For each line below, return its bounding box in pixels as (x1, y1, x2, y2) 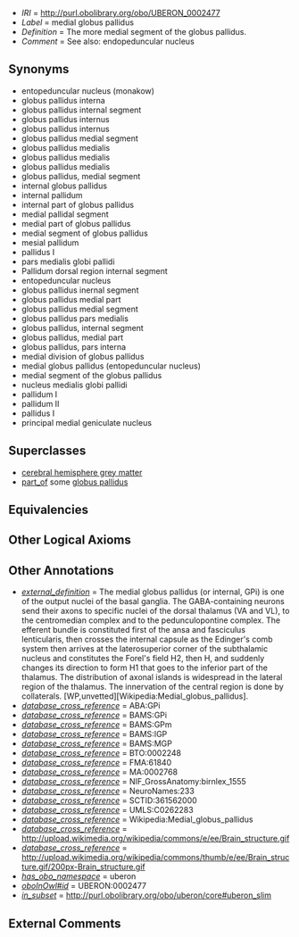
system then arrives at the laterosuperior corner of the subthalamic (21, 643, 269, 654)
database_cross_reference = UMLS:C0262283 (21, 805, 194, 816)
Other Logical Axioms (8, 533, 131, 548)
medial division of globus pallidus (21, 351, 145, 361)
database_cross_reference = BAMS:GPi (21, 709, 167, 721)
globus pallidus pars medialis (21, 312, 129, 324)
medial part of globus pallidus (21, 218, 131, 228)
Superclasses (8, 444, 87, 459)
